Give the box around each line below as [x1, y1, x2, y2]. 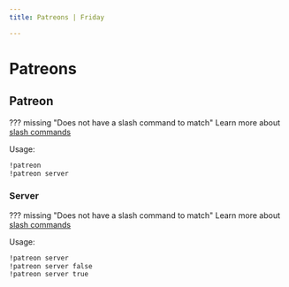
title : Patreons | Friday [9, 12, 104, 22]
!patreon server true [9, 270, 89, 279]
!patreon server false [9, 261, 93, 270]
